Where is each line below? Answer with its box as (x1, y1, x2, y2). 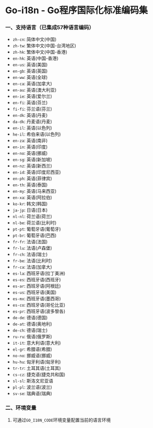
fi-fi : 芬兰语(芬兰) (12, 106, 52, 112)
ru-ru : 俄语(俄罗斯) (12, 333, 52, 339)
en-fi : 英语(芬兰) (12, 100, 48, 106)
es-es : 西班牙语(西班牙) (12, 277, 61, 283)
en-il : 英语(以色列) (12, 125, 52, 131)
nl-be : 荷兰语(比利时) (12, 220, 57, 226)
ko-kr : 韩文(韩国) (12, 201, 48, 207)
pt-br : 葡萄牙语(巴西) (12, 232, 57, 238)
